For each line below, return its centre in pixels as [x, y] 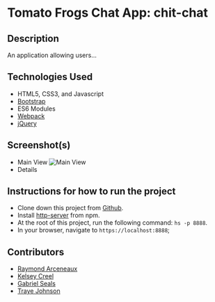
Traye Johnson [39, 291]
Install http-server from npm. [58, 215]
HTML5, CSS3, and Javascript [61, 94]
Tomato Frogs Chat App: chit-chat [108, 13]
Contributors [36, 252]
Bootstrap [31, 101]
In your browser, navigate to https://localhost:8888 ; [94, 230]
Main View [32, 162]
